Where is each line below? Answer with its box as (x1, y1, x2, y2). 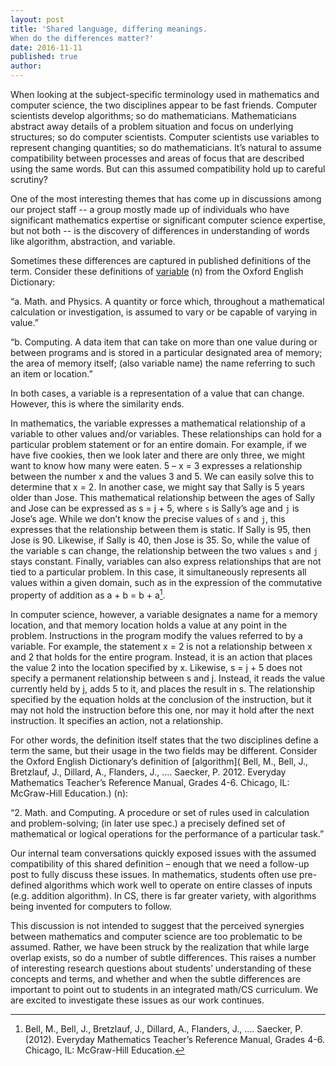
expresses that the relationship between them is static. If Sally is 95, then (10, 524, 312, 535)
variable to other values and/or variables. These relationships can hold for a (10, 428, 322, 440)
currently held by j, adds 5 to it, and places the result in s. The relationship (10, 682, 316, 695)
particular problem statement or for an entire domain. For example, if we (10, 439, 308, 450)
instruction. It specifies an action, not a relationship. (10, 714, 224, 726)
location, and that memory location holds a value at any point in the (10, 619, 288, 631)
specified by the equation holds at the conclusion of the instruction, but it (10, 693, 312, 705)
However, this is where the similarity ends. (10, 398, 185, 410)
